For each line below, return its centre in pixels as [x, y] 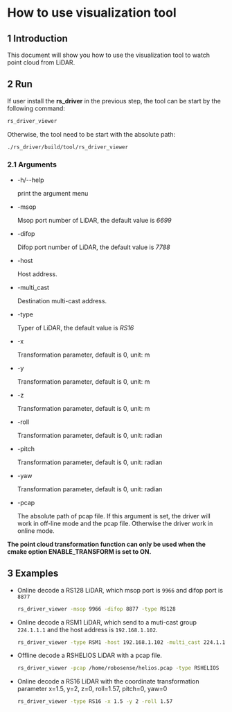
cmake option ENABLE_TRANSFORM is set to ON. [79, 551]
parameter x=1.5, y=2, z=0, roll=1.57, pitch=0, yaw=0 [92, 689]
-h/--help [30, 180]
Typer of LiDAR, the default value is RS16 [75, 328]
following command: [36, 108]
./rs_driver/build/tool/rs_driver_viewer [68, 147]
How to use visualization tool [92, 13]
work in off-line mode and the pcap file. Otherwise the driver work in [115, 523]
